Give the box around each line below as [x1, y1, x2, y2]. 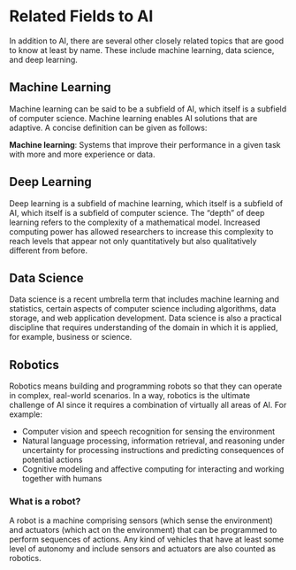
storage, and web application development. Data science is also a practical [9, 312, 283, 324]
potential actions [21, 454, 83, 466]
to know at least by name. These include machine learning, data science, [9, 44, 275, 55]
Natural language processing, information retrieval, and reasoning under [21, 435, 285, 446]
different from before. [9, 245, 88, 256]
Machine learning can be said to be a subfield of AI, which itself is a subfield [9, 104, 287, 114]
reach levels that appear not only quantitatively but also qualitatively [9, 235, 257, 246]
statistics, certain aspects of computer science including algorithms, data [9, 304, 277, 314]
